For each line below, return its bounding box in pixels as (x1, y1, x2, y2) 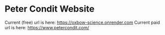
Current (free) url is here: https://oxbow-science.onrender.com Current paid (4, 19, 160, 25)
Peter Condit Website (4, 3, 95, 15)
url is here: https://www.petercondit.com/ (4, 24, 89, 30)
